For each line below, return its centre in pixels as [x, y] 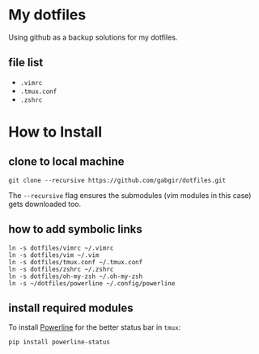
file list [26, 63]
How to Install [55, 132]
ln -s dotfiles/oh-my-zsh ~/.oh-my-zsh [76, 276]
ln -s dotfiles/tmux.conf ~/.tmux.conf [76, 262]
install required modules [71, 308]
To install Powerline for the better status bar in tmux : [95, 327]
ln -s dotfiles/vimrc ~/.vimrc [61, 248]
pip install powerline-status [59, 342]
